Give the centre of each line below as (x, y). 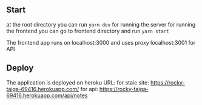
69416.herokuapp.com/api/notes (47, 95)
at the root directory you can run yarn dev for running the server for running (101, 24)
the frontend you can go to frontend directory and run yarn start (88, 31)
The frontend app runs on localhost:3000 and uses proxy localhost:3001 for (101, 42)
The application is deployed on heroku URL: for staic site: (78, 82)
